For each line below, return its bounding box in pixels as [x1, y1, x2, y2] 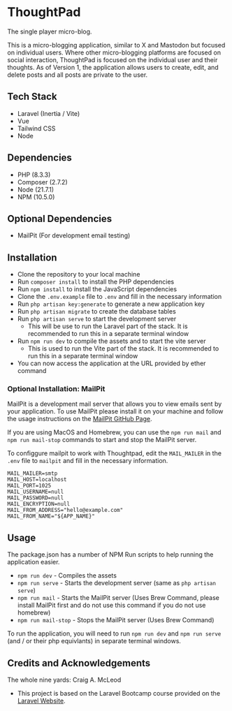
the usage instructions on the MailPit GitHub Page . [7, 415, 152, 423]
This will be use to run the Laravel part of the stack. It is [27, 322, 188, 330]
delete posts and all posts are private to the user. [7, 71, 148, 79]
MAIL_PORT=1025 [7, 483, 52, 490]
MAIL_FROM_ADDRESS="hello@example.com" [7, 507, 124, 514]
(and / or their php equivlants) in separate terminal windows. [7, 637, 182, 645]
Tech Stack [7, 91, 57, 103]
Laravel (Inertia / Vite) [17, 109, 80, 117]
